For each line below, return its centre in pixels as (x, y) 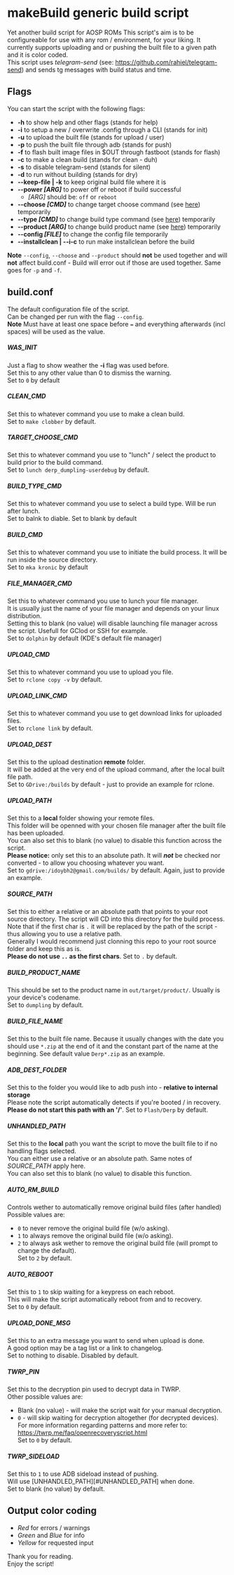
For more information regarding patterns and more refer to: (102, 1425)
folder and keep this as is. (44, 949)
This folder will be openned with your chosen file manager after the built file (117, 825)
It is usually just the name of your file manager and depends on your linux (113, 609)
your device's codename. (44, 997)
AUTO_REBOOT (30, 1274)
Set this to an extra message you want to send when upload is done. (106, 1341)
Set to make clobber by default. (52, 421)
